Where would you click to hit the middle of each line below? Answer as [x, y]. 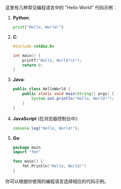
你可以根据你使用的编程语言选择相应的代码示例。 [57, 181]
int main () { [27, 55]
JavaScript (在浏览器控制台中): [45, 118]
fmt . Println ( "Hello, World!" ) [54, 166]
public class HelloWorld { [42, 89]
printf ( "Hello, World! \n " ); [52, 60]
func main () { [28, 161]
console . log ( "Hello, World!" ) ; [46, 128]
